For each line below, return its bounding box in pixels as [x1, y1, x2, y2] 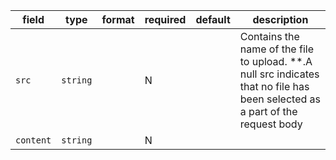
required [144, 13, 187, 26]
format [101, 13, 135, 26]
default [195, 13, 231, 26]
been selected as [239, 92, 322, 106]
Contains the [239, 30, 300, 43]
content [15, 135, 52, 146]
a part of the [239, 105, 298, 118]
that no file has [239, 80, 310, 93]
